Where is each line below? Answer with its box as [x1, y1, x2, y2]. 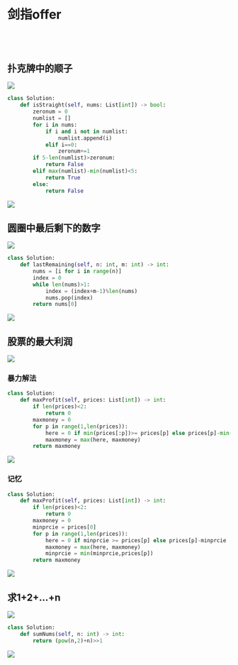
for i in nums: [33, 121, 78, 128]
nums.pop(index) [45, 294, 93, 302]
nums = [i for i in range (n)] [33, 268, 122, 275]
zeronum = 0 [33, 108, 69, 116]
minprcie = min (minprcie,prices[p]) [45, 550, 154, 557]
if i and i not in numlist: [45, 128, 129, 135]
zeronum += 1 [57, 148, 91, 155]
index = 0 [33, 274, 62, 281]
